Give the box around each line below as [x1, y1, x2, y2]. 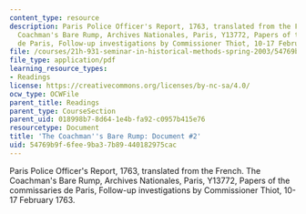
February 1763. [19, 194, 76, 205]
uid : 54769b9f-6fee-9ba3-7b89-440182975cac [9, 140, 178, 149]
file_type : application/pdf [9, 56, 117, 65]
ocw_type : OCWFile [9, 89, 79, 98]
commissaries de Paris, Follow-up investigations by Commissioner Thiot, [9, 184, 282, 196]
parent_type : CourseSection [9, 107, 117, 116]
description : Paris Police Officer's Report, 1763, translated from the [9, 22, 291, 31]
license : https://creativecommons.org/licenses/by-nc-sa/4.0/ [9, 81, 250, 90]
